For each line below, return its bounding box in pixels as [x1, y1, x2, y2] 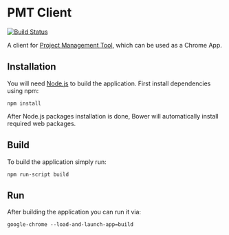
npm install [7, 100, 41, 107]
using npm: [7, 86, 39, 94]
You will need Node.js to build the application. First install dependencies [7, 79, 211, 88]
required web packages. [7, 119, 76, 127]
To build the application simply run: [7, 157, 107, 166]
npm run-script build [7, 171, 69, 178]
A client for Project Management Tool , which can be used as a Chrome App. [7, 41, 222, 49]
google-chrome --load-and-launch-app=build [7, 221, 134, 228]
